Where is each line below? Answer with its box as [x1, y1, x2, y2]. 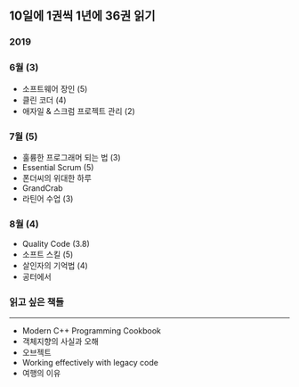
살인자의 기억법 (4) [21, 260, 89, 271]
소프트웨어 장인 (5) [21, 83, 88, 94]
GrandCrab [21, 182, 64, 193]
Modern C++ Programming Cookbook [21, 325, 162, 336]
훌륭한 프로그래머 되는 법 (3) [21, 152, 122, 162]
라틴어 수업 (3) [21, 193, 74, 203]
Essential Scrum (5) [21, 161, 94, 172]
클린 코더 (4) [21, 95, 67, 105]
